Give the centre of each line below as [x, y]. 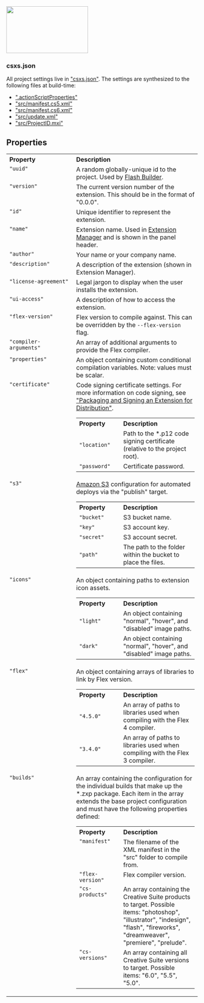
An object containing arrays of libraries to [135, 672]
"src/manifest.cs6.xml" [44, 110]
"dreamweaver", [147, 935]
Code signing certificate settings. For [129, 385]
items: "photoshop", [152, 912]
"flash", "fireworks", [152, 927]
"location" [95, 445]
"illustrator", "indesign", [157, 920]
